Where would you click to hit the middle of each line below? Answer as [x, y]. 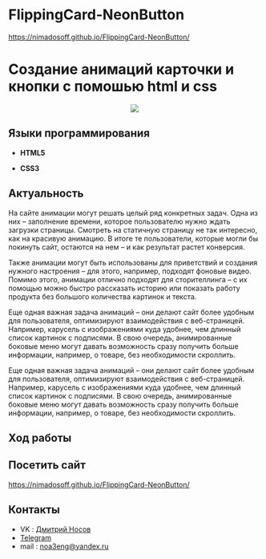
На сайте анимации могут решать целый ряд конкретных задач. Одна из [133, 213]
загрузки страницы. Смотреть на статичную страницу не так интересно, [133, 229]
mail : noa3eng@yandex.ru [64, 546]
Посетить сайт [47, 466]
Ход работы [40, 437]
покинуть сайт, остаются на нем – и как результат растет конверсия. [127, 247]
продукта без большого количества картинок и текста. [103, 296]
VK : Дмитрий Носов [55, 529]
